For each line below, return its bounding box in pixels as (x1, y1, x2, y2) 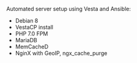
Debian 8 (15, 17, 39, 24)
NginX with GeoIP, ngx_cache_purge (15, 50, 108, 57)
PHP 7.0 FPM (15, 30, 48, 37)
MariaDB (15, 37, 38, 43)
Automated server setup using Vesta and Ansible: (6, 6, 131, 12)
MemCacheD (15, 43, 49, 50)
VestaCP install (15, 24, 54, 31)
